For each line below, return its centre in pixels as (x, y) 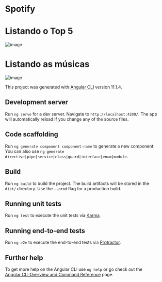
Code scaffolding (32, 134)
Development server (37, 102)
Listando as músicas (47, 64)
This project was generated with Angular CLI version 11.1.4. (64, 87)
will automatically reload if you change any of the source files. (67, 119)
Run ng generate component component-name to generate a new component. (80, 146)
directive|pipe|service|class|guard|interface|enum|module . (66, 156)
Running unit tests (33, 204)
